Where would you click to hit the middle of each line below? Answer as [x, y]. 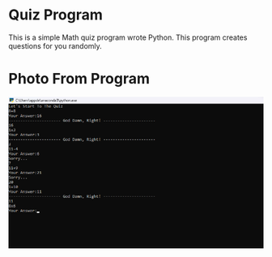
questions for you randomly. [55, 45]
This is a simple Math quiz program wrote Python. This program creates [128, 37]
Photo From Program [79, 79]
